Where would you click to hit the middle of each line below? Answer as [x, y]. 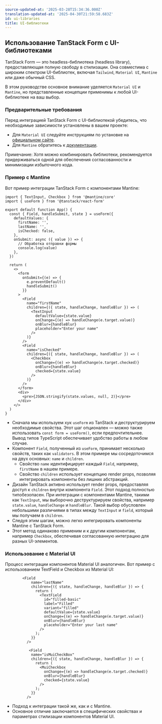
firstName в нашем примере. [49, 469]
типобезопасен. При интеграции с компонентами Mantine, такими [81, 494]
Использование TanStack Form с [57, 42]
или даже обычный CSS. [30, 78]
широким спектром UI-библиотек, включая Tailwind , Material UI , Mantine [81, 72]
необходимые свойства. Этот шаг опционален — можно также [77, 428]
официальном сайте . [33, 140]
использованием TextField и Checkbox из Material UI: [60, 569]
